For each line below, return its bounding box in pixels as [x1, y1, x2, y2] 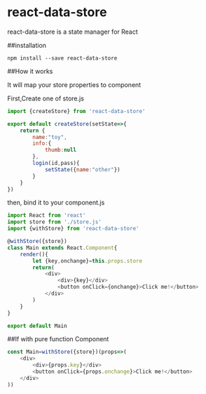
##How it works [7, 67, 53, 75]
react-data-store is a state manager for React [7, 27, 138, 36]
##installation [7, 41, 47, 49]
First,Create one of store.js [7, 94, 84, 103]
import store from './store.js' [7, 218, 102, 225]
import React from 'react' [7, 212, 86, 219]
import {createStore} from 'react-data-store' [7, 107, 146, 114]
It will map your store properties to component [7, 80, 142, 88]
